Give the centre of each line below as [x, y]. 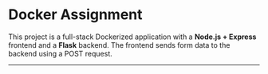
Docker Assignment [75, 15]
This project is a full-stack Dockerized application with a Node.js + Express [132, 37]
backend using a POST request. [61, 53]
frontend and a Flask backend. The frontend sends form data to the [119, 45]
